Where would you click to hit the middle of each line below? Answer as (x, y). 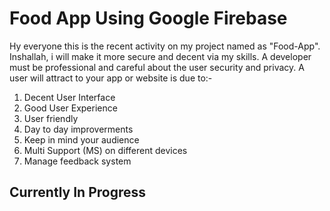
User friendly (51, 118)
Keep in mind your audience (81, 139)
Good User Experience (70, 108)
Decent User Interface (69, 97)
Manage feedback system (77, 161)
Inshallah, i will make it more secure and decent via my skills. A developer (160, 56)
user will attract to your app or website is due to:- (111, 78)
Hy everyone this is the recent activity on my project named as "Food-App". (165, 46)
